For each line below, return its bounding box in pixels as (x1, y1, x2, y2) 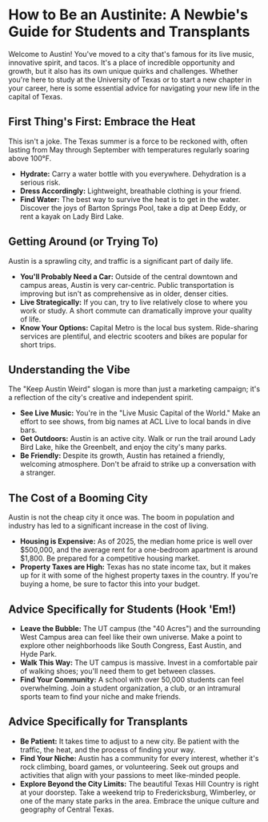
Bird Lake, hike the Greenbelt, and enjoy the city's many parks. (19, 443, 227, 452)
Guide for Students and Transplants (8, 22, 250, 41)
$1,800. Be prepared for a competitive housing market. (19, 553, 200, 563)
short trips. (19, 339, 57, 350)
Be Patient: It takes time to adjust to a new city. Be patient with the (19, 736, 240, 746)
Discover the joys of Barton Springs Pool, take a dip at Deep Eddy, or (19, 203, 247, 213)
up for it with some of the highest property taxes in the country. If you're (19, 571, 258, 581)
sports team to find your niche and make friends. (19, 692, 182, 701)
